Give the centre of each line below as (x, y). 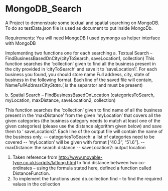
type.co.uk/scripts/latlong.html (44, 162)
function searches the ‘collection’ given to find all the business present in (81, 63)
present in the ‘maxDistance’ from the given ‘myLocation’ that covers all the (83, 115)
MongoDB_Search (43, 9)
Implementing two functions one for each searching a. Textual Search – (79, 53)
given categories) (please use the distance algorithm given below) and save (83, 126)
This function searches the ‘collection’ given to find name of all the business (84, 110)
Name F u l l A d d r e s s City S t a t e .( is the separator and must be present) (74, 85)
